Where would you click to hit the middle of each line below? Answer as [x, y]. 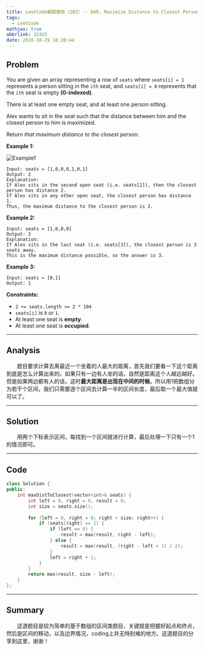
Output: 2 [19, 174]
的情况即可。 [22, 444]
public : [16, 490]
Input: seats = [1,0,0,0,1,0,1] [47, 169]
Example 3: [21, 267]
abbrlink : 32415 [27, 35]
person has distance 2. [36, 190]
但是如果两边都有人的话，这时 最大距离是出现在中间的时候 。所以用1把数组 [98, 381]
